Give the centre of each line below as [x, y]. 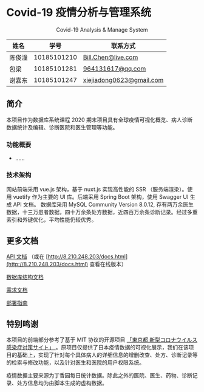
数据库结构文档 [25, 277]
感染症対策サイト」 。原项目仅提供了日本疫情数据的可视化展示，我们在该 [97, 347]
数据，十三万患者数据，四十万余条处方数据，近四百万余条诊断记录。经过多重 [102, 212]
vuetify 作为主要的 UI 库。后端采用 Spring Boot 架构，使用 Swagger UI [101, 197]
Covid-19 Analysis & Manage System [102, 29]
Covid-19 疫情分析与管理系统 [79, 12]
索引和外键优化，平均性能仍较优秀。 [52, 220]
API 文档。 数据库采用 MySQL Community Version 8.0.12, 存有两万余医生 [104, 205]
